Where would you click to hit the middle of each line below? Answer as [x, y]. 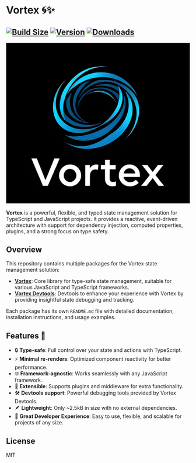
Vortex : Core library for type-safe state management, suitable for [93, 281]
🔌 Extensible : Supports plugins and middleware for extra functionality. [99, 386]
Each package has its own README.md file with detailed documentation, [90, 311]
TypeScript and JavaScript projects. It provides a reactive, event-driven [92, 219]
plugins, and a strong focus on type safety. [57, 231]
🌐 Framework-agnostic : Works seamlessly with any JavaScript [91, 374]
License [21, 441]
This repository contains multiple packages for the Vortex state [82, 264]
